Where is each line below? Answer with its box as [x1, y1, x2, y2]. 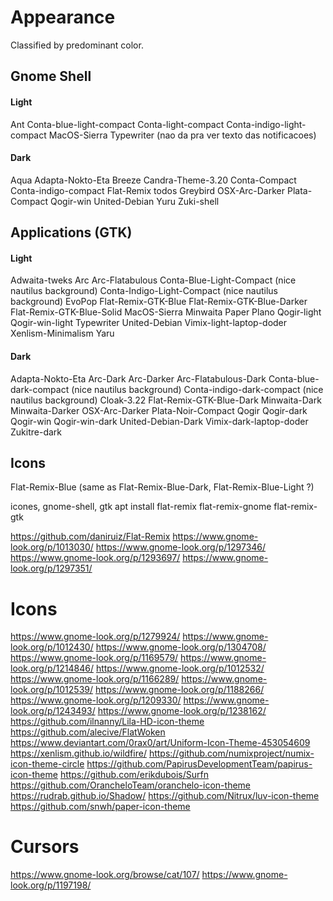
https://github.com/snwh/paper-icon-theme [10, 801, 191, 813]
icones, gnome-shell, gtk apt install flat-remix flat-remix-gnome [10, 501, 272, 513]
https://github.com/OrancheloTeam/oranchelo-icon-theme [10, 779, 251, 791]
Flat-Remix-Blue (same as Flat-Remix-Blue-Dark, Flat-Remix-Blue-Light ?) [10, 481, 315, 493]
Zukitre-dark [10, 426, 62, 438]
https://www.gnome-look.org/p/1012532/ [95, 662, 265, 675]
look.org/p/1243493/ [10, 705, 96, 717]
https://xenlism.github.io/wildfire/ [10, 747, 147, 760]
